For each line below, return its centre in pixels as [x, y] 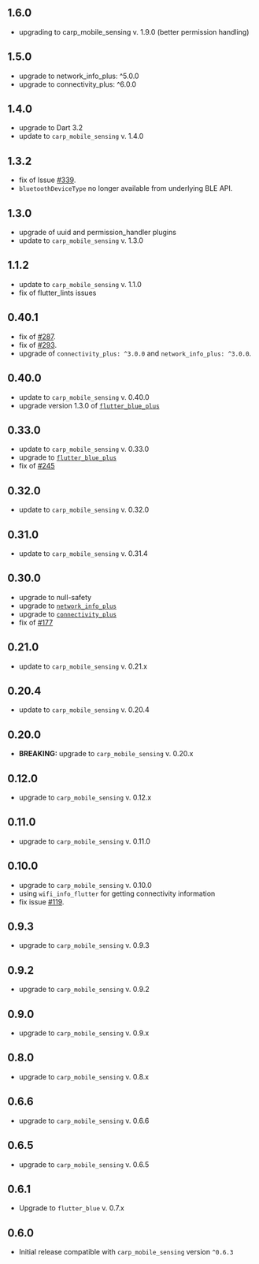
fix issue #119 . [41, 901]
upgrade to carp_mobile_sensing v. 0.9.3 [84, 945]
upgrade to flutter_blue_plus [68, 457]
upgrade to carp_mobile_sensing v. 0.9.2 [84, 990]
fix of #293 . [37, 345]
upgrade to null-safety [55, 597]
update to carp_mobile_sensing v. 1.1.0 [80, 284]
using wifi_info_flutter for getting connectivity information [117, 893]
